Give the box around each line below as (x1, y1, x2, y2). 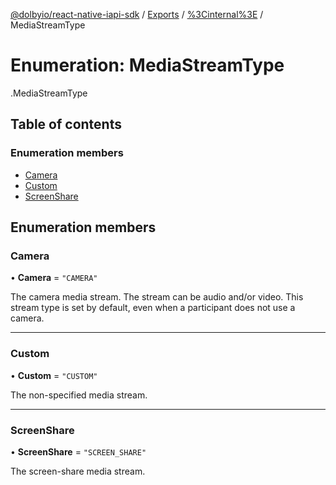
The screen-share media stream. (10, 465, 146, 477)
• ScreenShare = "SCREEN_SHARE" (10, 445, 147, 458)
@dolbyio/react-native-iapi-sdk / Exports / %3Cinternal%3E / (10, 9, 264, 20)
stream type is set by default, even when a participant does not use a (10, 302, 296, 314)
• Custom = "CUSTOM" (10, 369, 98, 381)
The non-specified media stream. (10, 389, 148, 401)
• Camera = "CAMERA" (10, 272, 98, 284)
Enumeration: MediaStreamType (10, 54, 285, 77)
